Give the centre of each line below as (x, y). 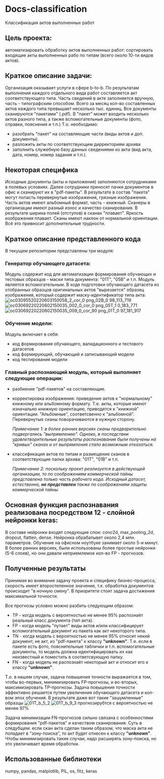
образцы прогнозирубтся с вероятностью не (79, 703)
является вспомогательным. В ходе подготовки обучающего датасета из (82, 285)
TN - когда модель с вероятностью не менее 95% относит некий (81, 636)
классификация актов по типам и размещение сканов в (71, 454)
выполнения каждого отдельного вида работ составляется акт (71, 93)
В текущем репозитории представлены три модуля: (60, 251)
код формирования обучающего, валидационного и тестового (78, 344)
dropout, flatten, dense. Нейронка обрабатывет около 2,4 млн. (70, 537)
